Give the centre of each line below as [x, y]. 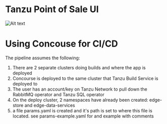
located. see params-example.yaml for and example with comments [83, 116]
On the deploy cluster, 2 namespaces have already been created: [80, 100]
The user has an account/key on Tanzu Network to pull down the [80, 89]
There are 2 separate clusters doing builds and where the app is [79, 67]
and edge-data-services [50, 105]
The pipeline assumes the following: [43, 58]
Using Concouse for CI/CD [62, 44]
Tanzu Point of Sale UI [52, 9]
